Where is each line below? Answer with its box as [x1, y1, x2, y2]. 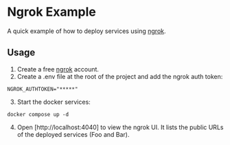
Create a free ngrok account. [16, 65, 100, 73]
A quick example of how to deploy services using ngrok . [7, 27, 166, 35]
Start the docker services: [16, 98, 91, 106]
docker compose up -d [7, 111, 69, 118]
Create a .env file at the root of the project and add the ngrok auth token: [16, 72, 223, 80]
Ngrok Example [7, 4, 96, 20]
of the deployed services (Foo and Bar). [16, 130, 130, 138]
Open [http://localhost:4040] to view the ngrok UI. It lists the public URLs [16, 123, 224, 131]
